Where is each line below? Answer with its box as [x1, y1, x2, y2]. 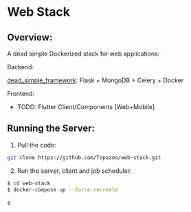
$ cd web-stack [7, 180, 51, 187]
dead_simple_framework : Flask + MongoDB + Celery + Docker [7, 76, 184, 84]
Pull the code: [16, 141, 56, 149]
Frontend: [7, 90, 35, 97]
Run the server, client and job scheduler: [16, 166, 132, 175]
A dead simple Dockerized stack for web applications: [7, 49, 160, 58]
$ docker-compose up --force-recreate [7, 186, 118, 193]
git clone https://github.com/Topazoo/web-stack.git [7, 154, 161, 161]
